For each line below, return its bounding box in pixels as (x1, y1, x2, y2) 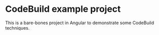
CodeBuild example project (5, 3, 121, 15)
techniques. (5, 25, 30, 31)
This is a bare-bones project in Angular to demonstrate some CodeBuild (5, 20, 154, 26)
